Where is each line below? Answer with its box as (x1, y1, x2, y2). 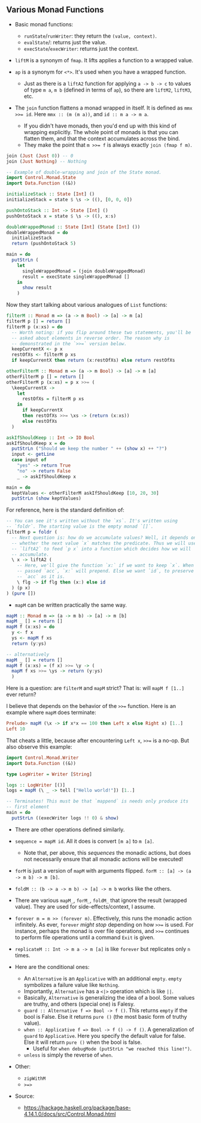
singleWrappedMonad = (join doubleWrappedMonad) (22, 268, 146, 274)
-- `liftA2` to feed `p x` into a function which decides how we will (11, 546, 191, 552)
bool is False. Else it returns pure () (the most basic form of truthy (23, 1013, 187, 1020)
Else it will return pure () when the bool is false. (23, 1039, 142, 1046)
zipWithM (23, 1075, 46, 1082)
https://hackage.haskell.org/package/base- (23, 1104, 131, 1111)
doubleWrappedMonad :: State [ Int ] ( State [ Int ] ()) (6, 224, 141, 230)
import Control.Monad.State (6, 175, 77, 181)
